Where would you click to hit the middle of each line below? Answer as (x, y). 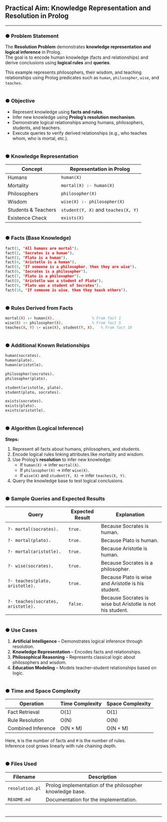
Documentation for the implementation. (91, 800)
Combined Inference (32, 728)
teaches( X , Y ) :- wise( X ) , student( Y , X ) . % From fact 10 (69, 328)
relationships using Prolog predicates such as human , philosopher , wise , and (82, 78)
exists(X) (73, 218)
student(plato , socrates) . (33, 392)
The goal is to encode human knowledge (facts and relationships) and (77, 57)
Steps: (12, 439)
